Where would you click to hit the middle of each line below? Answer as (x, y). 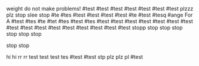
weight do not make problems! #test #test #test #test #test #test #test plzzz (100, 9)
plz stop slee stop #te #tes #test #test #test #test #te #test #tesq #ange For (99, 15)
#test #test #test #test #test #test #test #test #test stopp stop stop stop (94, 27)
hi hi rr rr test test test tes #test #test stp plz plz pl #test (75, 57)
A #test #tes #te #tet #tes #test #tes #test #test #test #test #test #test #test (99, 21)
